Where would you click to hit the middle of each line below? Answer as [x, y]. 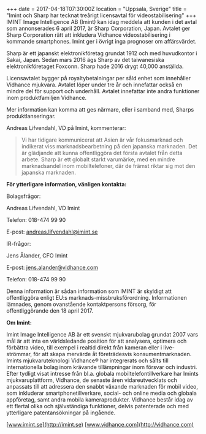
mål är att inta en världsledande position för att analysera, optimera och [97, 341]
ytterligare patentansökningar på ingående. [61, 413]
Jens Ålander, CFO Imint [37, 256]
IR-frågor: [19, 244]
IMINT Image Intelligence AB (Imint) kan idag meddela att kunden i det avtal [102, 22]
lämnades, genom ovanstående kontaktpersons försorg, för [81, 304]
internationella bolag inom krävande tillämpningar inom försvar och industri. [102, 367]
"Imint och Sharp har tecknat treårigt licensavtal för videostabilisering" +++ [101, 15]
